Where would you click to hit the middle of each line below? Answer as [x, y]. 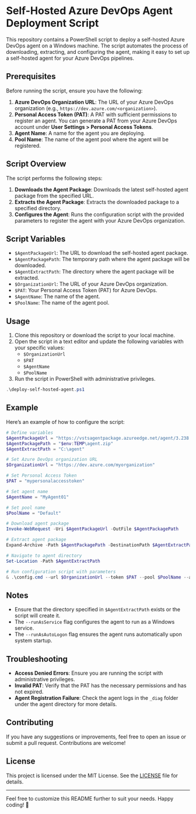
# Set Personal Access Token [41, 476]
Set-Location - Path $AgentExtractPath [53, 561]
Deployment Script [52, 23]
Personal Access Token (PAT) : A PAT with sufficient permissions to [95, 114]
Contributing [30, 722]
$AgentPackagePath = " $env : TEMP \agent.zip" [60, 443]
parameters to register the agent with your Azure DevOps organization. [100, 220]
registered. [27, 145]
